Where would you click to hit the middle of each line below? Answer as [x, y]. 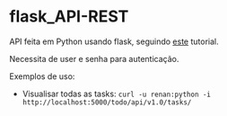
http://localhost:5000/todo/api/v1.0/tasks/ [107, 102]
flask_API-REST [69, 17]
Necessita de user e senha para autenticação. [94, 58]
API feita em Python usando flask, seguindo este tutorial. [114, 41]
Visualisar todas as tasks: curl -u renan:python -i [117, 94]
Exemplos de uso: [42, 76]
